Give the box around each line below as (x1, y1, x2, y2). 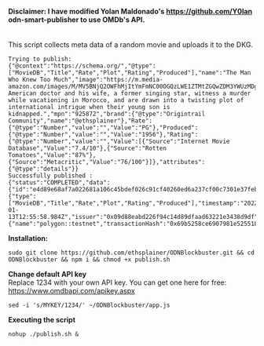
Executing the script (8, 315, 76, 324)
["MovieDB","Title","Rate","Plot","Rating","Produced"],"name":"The (8, 69, 237, 77)
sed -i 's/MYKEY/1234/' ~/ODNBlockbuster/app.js (8, 301, 170, 309)
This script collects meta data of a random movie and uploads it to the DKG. (8, 40, 254, 49)
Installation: (8, 234, 49, 242)
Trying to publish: (8, 55, 72, 63)
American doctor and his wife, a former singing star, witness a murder (8, 89, 251, 97)
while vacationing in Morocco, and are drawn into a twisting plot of (8, 97, 244, 104)
